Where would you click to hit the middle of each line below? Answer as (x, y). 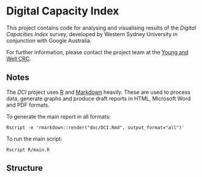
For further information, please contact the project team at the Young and (97, 52)
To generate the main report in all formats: (58, 116)
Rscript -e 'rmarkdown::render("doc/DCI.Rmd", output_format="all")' (96, 128)
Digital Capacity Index (63, 11)
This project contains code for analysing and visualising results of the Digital (101, 28)
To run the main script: (34, 138)
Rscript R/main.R (28, 150)
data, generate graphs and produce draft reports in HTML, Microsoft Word (99, 98)
